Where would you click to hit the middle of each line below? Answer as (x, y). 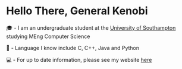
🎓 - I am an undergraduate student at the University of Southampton (91, 27)
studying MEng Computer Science (48, 36)
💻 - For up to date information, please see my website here (79, 59)
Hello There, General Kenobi (77, 11)
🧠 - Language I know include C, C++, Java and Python (73, 48)
